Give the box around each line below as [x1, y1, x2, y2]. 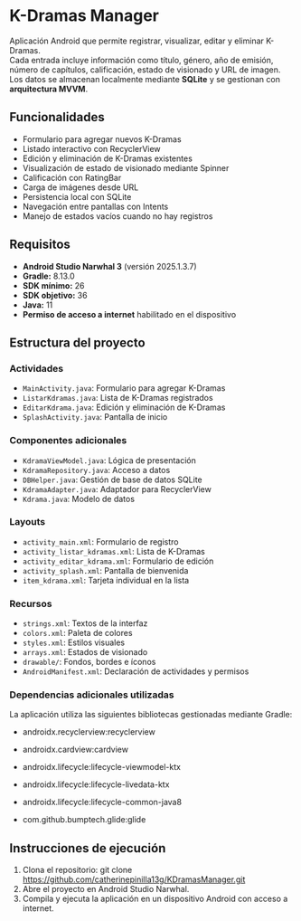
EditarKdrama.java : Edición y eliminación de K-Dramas [22, 402, 226, 413]
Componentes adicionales [9, 434, 127, 447]
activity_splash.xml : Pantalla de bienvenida [22, 565, 189, 575]
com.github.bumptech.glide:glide [22, 814, 146, 825]
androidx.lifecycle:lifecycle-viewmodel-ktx [22, 762, 181, 773]
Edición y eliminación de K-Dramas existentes [22, 153, 193, 164]
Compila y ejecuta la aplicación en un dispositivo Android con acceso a [22, 893, 288, 905]
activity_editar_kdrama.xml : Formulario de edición [22, 555, 214, 566]
